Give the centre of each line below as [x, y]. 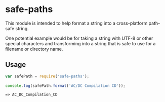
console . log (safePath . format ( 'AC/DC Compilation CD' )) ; [65, 86]
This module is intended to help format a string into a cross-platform [76, 23]
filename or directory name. [34, 49]
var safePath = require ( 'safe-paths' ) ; [47, 76]
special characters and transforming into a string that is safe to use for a [80, 43]
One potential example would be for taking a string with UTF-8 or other [79, 38]
